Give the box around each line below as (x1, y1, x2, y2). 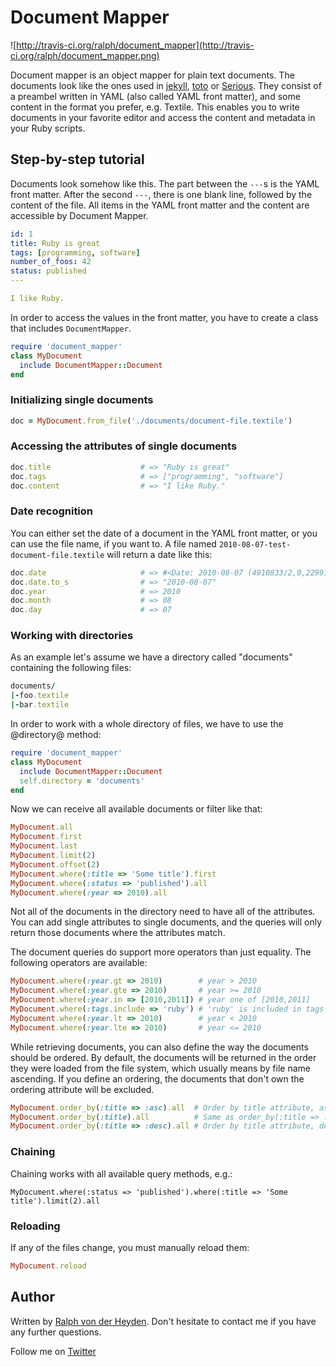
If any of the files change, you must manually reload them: (10, 1241, 250, 1253)
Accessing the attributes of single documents (10, 439, 238, 453)
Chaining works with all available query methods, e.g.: (10, 1167, 233, 1180)
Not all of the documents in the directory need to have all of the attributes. (10, 906, 316, 918)
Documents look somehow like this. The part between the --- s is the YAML (10, 177, 320, 190)
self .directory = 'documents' (19, 776, 145, 786)
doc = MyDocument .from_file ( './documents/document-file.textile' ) (10, 416, 293, 426)
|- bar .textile (10, 700, 70, 710)
